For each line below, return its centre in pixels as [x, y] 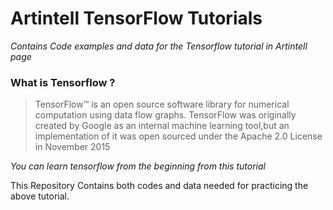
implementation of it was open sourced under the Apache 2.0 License [178, 136]
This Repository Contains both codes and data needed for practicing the [159, 186]
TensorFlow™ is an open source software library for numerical [162, 104]
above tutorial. [40, 196]
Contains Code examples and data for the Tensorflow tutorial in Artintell [159, 46]
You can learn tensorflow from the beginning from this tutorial [138, 166]
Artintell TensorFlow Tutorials [136, 18]
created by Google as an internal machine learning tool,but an [162, 126]
